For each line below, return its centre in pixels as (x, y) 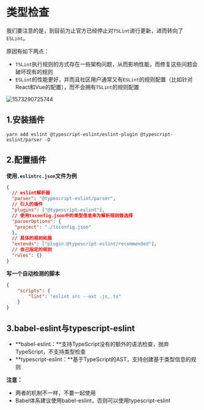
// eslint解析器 (31, 193)
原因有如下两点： (28, 51)
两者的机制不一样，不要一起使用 (55, 393)
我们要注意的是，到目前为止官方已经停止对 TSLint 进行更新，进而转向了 (95, 31)
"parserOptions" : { (37, 221)
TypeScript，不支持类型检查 (50, 352)
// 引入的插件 (27, 204)
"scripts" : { (34, 290)
